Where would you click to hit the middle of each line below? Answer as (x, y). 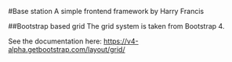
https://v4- (121, 41)
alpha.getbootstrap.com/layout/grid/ (67, 49)
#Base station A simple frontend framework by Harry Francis (106, 11)
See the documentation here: (55, 41)
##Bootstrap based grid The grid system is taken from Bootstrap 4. (116, 26)
